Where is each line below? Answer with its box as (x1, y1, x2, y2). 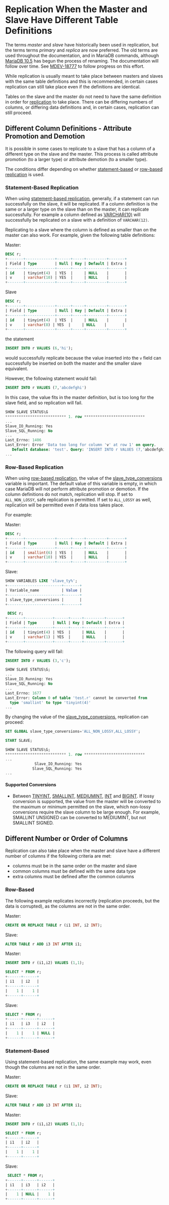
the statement (5, 336, 34, 342)
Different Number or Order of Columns (5, 834, 128, 843)
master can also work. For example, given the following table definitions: (5, 232, 155, 238)
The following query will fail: (5, 648, 64, 655)
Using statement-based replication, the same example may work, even (5, 1059, 152, 1065)
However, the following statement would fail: (5, 375, 97, 382)
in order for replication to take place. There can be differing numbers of (5, 98, 153, 105)
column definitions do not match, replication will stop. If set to (5, 491, 133, 497)
